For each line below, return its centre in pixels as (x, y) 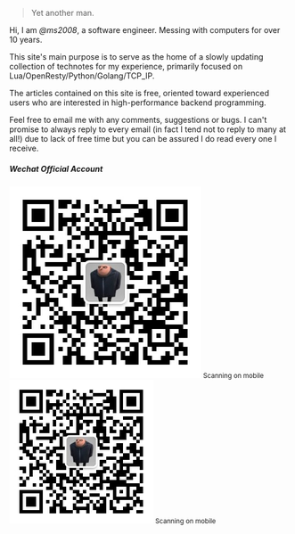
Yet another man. (63, 13)
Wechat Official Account (56, 168)
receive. (24, 148)
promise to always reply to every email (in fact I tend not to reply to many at (148, 129)
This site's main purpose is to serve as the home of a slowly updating (136, 57)
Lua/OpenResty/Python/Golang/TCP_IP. (82, 76)
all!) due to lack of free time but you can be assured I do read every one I (143, 139)
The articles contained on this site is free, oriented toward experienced (139, 93)
